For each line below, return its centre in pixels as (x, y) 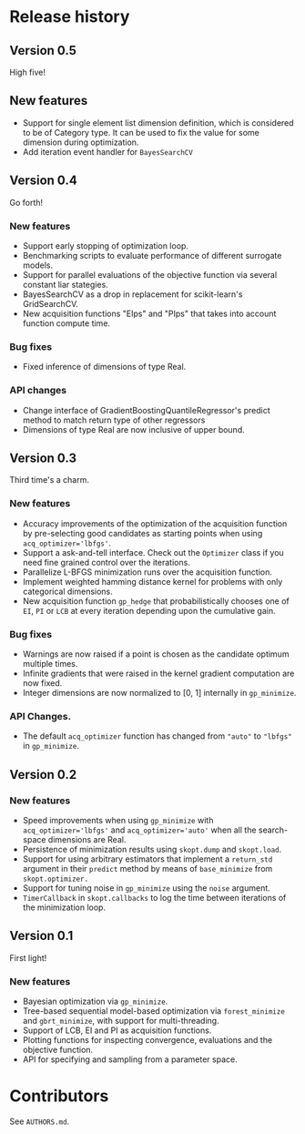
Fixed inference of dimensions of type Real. (104, 367)
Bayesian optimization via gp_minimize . (95, 1001)
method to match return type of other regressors (114, 420)
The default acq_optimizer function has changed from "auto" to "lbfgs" (158, 736)
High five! (27, 72)
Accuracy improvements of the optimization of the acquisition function (155, 523)
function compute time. (66, 323)
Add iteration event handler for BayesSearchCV (107, 151)
